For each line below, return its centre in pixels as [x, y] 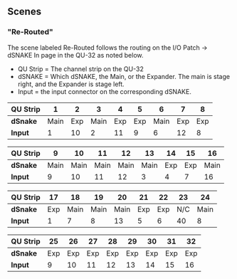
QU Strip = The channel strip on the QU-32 [80, 69]
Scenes [24, 12]
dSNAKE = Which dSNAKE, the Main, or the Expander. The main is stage [123, 76]
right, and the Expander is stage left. [71, 84]
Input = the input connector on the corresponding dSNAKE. [105, 91]
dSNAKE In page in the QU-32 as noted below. [75, 55]
